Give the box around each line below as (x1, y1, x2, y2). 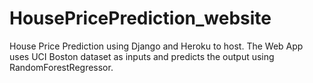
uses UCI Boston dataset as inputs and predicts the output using (9, 50, 275, 62)
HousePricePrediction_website (9, 7, 272, 30)
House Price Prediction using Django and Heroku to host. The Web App (9, 40, 304, 52)
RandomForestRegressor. (9, 61, 114, 73)
